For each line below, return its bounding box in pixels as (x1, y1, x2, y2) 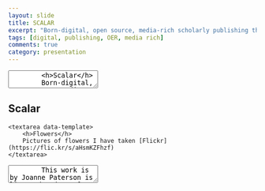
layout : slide (8, 11, 55, 20)
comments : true (8, 41, 58, 49)
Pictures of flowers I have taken (22, 137, 136, 144)
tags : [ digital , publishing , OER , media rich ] (8, 33, 164, 42)
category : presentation (8, 48, 87, 56)
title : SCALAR (8, 19, 55, 27)
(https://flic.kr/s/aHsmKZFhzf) (8, 144, 114, 152)
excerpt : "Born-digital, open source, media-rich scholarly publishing (8, 26, 248, 34)
